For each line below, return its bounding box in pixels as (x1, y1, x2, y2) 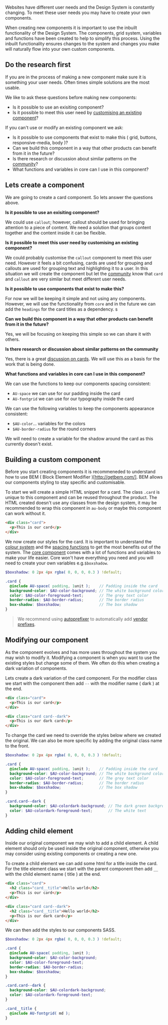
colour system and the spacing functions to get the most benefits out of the (5, 544, 161, 550)
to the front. (5, 743, 30, 749)
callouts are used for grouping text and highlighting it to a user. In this (5, 265, 148, 271)
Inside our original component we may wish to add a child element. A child (5, 840, 158, 846)
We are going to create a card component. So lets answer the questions (5, 194, 153, 200)
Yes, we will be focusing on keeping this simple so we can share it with (5, 331, 151, 337)
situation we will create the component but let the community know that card (5, 270, 163, 276)
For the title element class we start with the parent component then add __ (5, 866, 158, 872)
